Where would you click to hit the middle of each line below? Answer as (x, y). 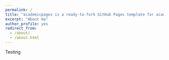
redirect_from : (21, 28)
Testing (13, 52)
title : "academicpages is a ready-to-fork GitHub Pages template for (80, 14)
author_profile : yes (27, 24)
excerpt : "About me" (27, 19)
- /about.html (24, 38)
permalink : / (19, 10)
